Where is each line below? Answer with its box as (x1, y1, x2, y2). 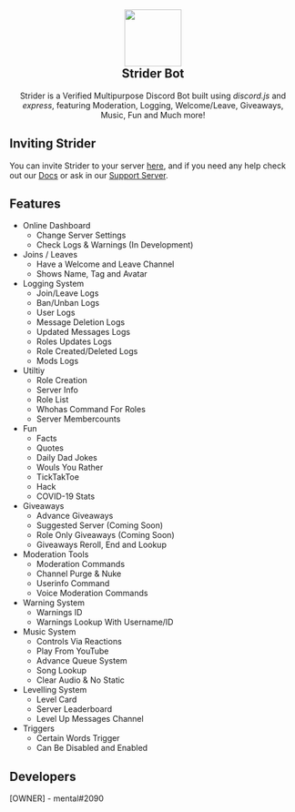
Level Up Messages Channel (36, 714, 144, 725)
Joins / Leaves (22, 249, 78, 260)
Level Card (36, 694, 77, 705)
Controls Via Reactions (36, 636, 123, 647)
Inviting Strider (9, 136, 97, 151)
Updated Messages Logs (36, 327, 130, 338)
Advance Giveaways (36, 511, 114, 522)
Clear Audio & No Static (36, 675, 126, 685)
